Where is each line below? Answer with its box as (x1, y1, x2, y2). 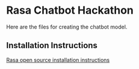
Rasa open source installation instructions (6, 56, 110, 63)
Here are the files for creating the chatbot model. (6, 23, 128, 30)
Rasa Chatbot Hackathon (6, 4, 134, 17)
